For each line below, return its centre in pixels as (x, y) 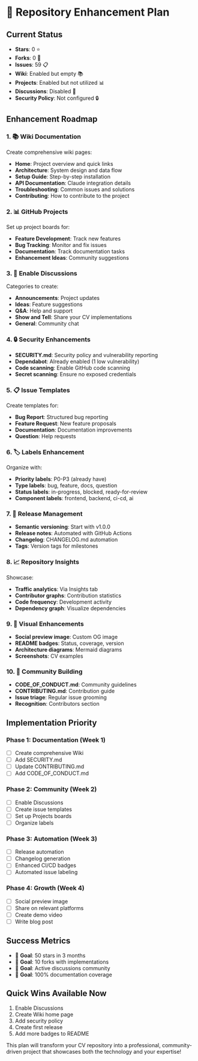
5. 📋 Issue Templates (38, 390)
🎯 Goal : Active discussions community (62, 968)
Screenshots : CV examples (49, 656)
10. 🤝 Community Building (44, 671)
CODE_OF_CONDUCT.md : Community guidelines (76, 685)
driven (14, 1051)
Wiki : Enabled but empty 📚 (49, 74)
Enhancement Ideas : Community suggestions (72, 257)
